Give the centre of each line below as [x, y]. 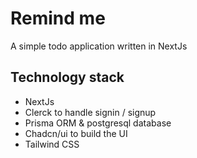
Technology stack [67, 77]
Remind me [58, 18]
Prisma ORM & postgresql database [98, 123]
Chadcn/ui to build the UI [76, 133]
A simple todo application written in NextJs [99, 46]
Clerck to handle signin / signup [90, 112]
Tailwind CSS [52, 144]
